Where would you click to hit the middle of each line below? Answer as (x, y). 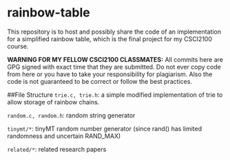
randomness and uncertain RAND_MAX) (64, 136)
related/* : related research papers (57, 149)
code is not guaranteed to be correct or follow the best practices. (100, 81)
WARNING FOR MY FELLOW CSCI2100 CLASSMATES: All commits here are (115, 59)
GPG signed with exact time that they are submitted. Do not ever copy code (114, 67)
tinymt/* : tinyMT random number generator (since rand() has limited (104, 128)
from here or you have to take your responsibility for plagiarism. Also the (110, 74)
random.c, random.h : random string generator (71, 115)
